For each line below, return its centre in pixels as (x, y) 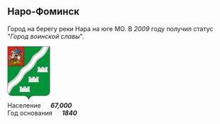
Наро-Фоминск (44, 12)
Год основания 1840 (42, 113)
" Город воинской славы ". (46, 36)
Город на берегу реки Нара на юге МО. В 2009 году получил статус (110, 28)
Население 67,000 (40, 106)
